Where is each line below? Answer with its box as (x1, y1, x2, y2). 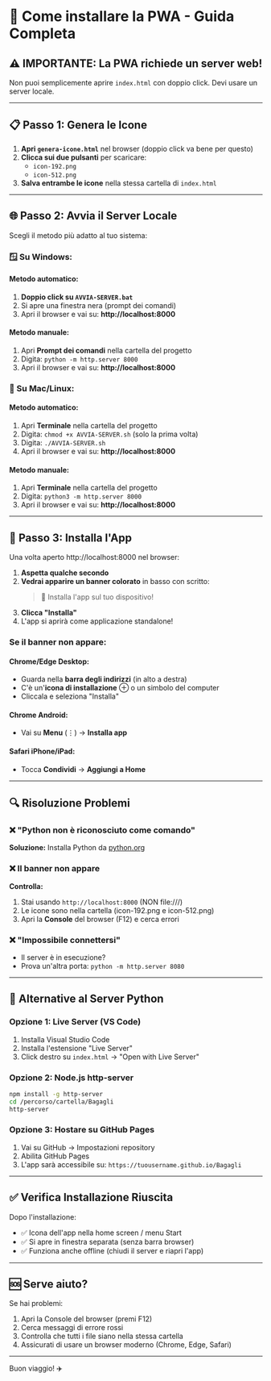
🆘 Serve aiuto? (9, 1278, 88, 1291)
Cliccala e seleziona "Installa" (20, 691, 120, 701)
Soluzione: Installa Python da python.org (9, 843, 146, 853)
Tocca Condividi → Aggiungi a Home (20, 764, 146, 774)
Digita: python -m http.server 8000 (20, 354, 138, 364)
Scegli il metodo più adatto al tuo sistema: (9, 230, 148, 240)
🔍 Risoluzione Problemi (9, 796, 131, 810)
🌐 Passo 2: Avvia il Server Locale (9, 209, 178, 223)
